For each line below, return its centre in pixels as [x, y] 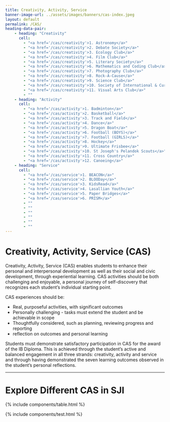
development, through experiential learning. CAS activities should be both [82, 276]
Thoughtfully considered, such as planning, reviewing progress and [83, 323]
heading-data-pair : [26, 29]
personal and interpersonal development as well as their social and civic [80, 271]
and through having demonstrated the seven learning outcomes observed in [84, 360]
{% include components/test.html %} [44, 414]
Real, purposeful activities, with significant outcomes [68, 306]
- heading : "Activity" [38, 99]
